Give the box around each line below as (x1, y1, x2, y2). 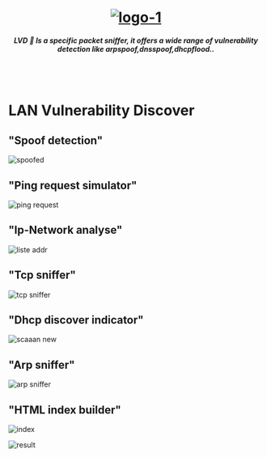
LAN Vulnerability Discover (8, 101, 195, 120)
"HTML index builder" (8, 403, 121, 417)
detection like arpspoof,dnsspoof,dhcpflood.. (57, 44, 215, 53)
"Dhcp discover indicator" (8, 313, 144, 327)
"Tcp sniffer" (8, 269, 77, 282)
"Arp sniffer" (8, 358, 75, 371)
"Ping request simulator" (8, 178, 138, 193)
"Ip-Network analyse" (8, 223, 123, 237)
